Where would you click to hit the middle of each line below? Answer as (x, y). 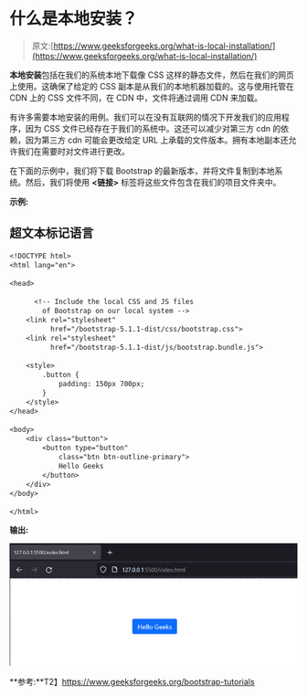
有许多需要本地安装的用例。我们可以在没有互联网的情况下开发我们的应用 (145, 117)
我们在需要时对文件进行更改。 (73, 151)
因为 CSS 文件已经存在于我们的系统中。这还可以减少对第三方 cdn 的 (153, 128)
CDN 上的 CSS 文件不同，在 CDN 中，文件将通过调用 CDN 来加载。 (136, 98)
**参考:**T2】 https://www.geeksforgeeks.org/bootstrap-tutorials (132, 682)
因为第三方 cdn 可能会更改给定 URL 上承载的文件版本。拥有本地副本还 (157, 140)
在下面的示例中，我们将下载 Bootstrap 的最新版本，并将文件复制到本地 (142, 171)
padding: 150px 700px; (101, 384)
